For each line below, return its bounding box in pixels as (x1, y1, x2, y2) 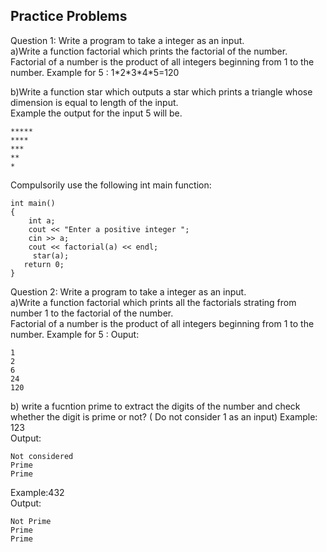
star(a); (32, 250, 70, 261)
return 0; (23, 259, 65, 269)
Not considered (10, 451, 74, 461)
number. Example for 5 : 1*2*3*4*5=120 (10, 66, 180, 78)
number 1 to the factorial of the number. (10, 307, 174, 319)
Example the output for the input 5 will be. (10, 107, 183, 119)
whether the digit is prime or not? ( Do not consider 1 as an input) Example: (10, 410, 318, 423)
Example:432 (10, 486, 65, 498)
